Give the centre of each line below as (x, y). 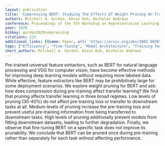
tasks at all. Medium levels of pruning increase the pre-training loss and (78, 107)
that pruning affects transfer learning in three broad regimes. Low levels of (81, 96)
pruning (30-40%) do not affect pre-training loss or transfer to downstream (82, 101)
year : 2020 (16, 28)
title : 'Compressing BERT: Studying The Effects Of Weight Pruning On (79, 14)
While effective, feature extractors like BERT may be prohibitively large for (80, 80)
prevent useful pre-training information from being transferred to (70, 112)
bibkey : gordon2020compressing (37, 32)
